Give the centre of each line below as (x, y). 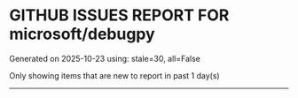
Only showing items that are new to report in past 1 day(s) (114, 75)
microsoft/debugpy (82, 34)
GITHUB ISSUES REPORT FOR (119, 15)
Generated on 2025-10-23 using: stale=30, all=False (105, 58)
